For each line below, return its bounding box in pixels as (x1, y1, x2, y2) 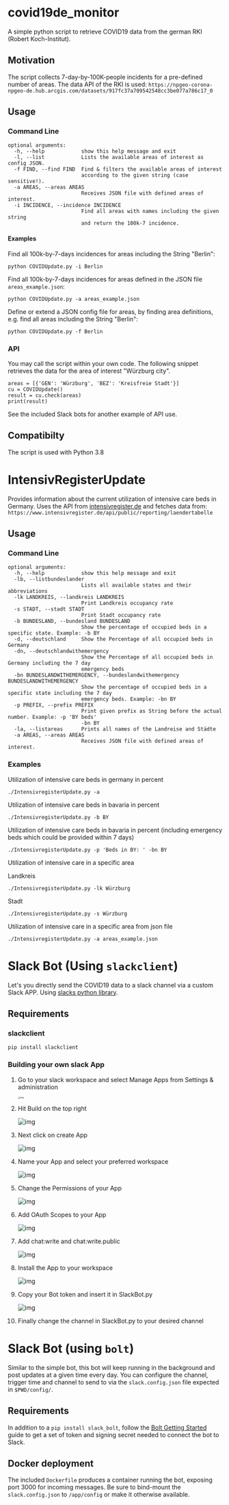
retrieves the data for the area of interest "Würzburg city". (8, 367, 171, 375)
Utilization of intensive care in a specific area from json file (8, 922, 173, 930)
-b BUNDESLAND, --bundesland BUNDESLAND (14, 618, 131, 625)
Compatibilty (8, 430, 65, 441)
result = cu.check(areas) (8, 392, 81, 399)
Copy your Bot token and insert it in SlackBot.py (17, 1290, 153, 1298)
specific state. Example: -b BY (8, 630, 100, 637)
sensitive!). (8, 178, 45, 185)
